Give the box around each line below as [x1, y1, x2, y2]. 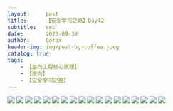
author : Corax [7, 37, 62, 44]
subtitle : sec [7, 23, 56, 31]
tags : [7, 57, 23, 64]
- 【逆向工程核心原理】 [20, 63, 80, 70]
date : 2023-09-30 [7, 30, 78, 38]
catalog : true [7, 51, 50, 58]
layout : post [7, 10, 59, 18]
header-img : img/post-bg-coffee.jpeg [7, 43, 120, 51]
